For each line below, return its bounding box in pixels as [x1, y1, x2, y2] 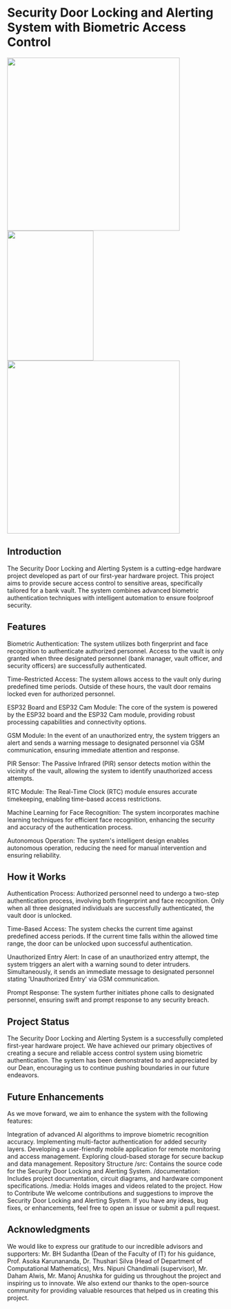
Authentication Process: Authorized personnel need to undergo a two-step [7, 890, 219, 898]
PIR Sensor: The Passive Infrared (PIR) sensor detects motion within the [7, 759, 211, 768]
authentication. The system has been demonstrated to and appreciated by [7, 1056, 218, 1065]
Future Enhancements [7, 1091, 105, 1103]
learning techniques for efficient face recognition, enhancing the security [7, 815, 215, 824]
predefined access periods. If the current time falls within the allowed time [7, 932, 219, 941]
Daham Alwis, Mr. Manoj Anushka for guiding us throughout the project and [7, 1272, 221, 1280]
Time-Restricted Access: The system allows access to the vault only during [7, 675, 222, 683]
